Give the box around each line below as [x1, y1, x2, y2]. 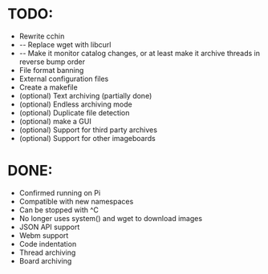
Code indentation [18, 239, 77, 248]
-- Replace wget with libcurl [18, 39, 112, 49]
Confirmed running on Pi [18, 187, 101, 197]
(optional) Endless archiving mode [18, 99, 133, 109]
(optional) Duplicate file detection [18, 107, 130, 117]
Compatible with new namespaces [18, 196, 134, 206]
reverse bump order [18, 57, 86, 66]
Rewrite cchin [18, 31, 65, 41]
